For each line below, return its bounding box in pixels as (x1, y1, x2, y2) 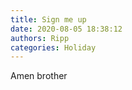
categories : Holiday (10, 42, 97, 53)
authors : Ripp (10, 33, 70, 43)
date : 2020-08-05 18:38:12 (10, 24, 123, 34)
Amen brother (10, 70, 68, 82)
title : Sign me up (10, 14, 87, 25)
